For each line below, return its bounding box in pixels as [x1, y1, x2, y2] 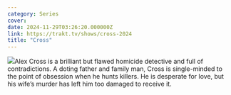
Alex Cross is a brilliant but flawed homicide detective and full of [14, 57, 204, 66]
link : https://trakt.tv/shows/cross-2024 [7, 30, 133, 38]
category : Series [7, 10, 59, 18]
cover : [7, 17, 27, 24]
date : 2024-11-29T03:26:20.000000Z [7, 23, 113, 30]
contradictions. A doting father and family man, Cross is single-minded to [7, 65, 223, 73]
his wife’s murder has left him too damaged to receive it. [7, 79, 173, 89]
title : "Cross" [7, 37, 53, 44]
